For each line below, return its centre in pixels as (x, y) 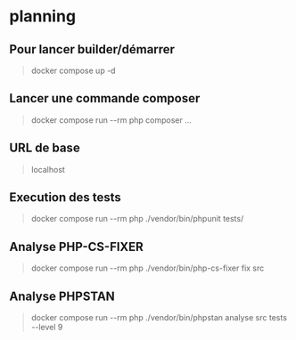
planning (43, 16)
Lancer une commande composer (105, 98)
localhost (48, 169)
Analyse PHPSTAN (62, 296)
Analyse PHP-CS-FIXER (77, 247)
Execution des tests (66, 198)
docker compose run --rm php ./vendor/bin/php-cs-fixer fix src (148, 268)
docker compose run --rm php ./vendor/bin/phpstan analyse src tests (159, 318)
